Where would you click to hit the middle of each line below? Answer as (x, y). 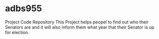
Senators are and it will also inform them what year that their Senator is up (80, 27)
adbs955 (24, 9)
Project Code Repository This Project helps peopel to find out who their (77, 22)
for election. (17, 32)
